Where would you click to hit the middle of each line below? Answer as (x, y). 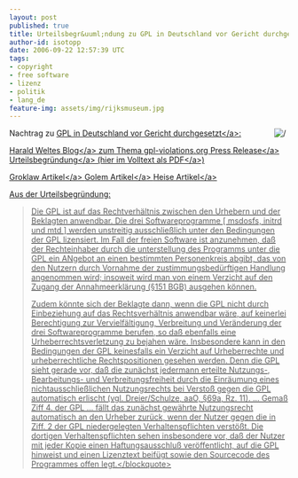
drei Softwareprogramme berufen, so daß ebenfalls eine (133, 333)
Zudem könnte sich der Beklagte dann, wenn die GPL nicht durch (149, 304)
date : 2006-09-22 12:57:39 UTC (67, 51)
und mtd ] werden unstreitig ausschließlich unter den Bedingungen (153, 231)
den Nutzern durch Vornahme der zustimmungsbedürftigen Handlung (158, 268)
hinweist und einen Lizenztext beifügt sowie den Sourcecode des (150, 455)
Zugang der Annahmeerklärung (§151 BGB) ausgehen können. (144, 287)
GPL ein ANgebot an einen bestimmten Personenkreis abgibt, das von (158, 259)
